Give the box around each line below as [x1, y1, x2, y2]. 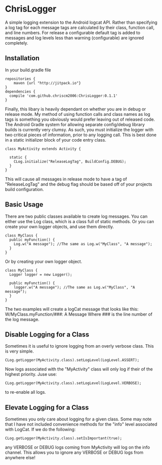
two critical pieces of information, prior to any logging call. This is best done [5, 132, 157, 138]
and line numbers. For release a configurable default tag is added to [5, 30, 140, 35]
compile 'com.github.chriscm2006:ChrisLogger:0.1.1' [9, 93, 118, 98]
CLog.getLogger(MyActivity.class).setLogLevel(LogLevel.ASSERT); [5, 358, 139, 363]
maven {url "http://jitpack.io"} [14, 80, 81, 85]
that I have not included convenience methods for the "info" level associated [5, 421, 158, 427]
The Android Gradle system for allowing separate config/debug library [5, 121, 145, 127]
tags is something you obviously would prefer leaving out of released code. [5, 116, 155, 122]
